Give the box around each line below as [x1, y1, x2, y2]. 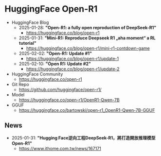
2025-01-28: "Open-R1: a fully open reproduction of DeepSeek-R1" [18, 24, 157, 30]
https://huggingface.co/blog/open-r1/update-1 [26, 55, 119, 61]
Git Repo [11, 81, 30, 87]
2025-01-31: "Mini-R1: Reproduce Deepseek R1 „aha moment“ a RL [18, 35, 156, 41]
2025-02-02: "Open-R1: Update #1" [18, 50, 92, 56]
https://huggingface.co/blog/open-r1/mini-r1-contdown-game [26, 45, 150, 51]
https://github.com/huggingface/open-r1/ [18, 87, 102, 92]
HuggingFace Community [11, 71, 63, 77]
